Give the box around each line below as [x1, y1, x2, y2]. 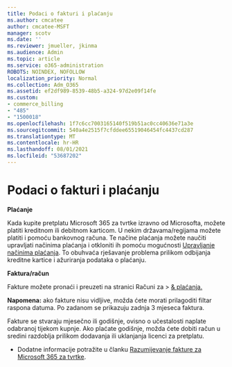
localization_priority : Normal [7, 74, 98, 82]
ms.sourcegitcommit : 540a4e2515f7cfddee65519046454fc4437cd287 [7, 127, 194, 133]
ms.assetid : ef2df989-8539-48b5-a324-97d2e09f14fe [7, 88, 157, 95]
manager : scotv [7, 29, 51, 37]
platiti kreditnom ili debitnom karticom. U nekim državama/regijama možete [7, 226, 222, 234]
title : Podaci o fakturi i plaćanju [7, 10, 113, 17]
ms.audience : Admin [7, 49, 64, 56]
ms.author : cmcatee [7, 17, 64, 24]
